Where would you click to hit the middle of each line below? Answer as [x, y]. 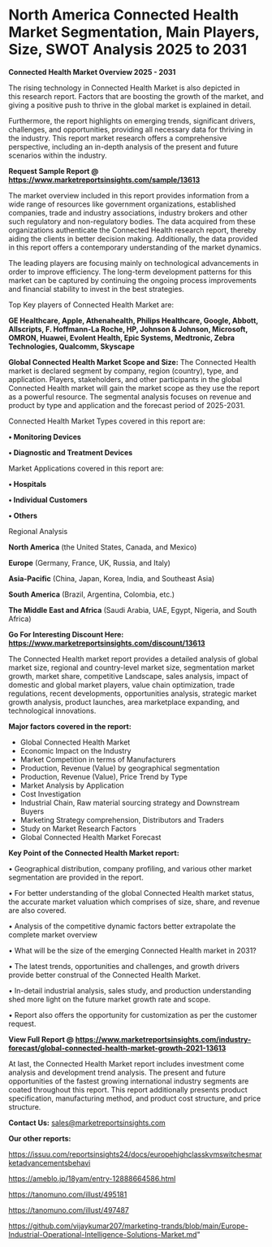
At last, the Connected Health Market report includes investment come [127, 1063]
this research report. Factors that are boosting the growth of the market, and [136, 96]
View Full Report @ [41, 1039]
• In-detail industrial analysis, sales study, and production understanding [130, 990]
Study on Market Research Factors [78, 828]
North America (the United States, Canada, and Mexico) [103, 547]
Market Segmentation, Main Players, [134, 32]
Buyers [32, 811]
